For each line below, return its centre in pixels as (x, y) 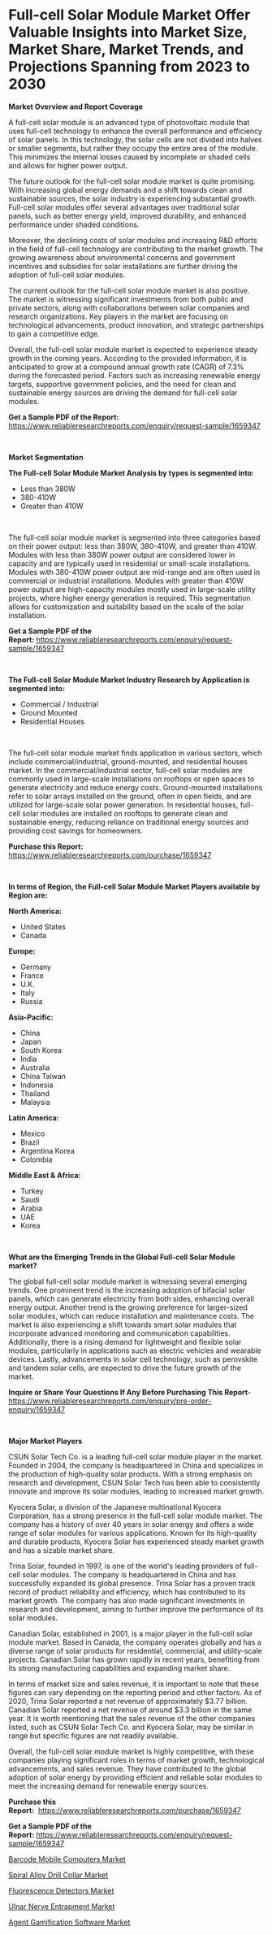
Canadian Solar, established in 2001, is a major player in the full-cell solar (131, 1633)
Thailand (35, 1093)
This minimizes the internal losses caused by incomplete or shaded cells (130, 157)
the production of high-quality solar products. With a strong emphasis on (130, 1474)
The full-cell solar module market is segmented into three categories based (134, 537)
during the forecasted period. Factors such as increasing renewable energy (135, 375)
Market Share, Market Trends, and (126, 50)
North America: (35, 911)
